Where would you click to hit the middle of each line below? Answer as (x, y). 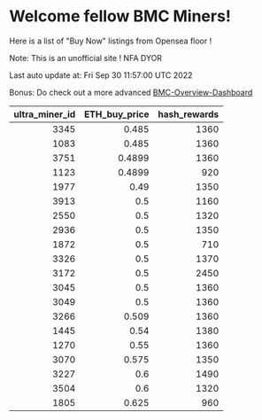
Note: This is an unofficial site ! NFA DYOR (85, 58)
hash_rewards (189, 114)
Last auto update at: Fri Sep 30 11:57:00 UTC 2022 (101, 75)
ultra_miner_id (45, 114)
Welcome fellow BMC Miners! (120, 16)
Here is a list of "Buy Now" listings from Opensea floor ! (111, 41)
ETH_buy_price (116, 114)
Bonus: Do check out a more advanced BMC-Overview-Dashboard (131, 92)
